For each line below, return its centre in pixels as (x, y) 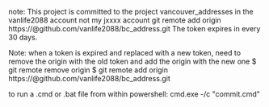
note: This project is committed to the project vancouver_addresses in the (131, 12)
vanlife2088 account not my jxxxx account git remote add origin (115, 20)
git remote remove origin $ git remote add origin (88, 70)
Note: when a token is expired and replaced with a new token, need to (124, 53)
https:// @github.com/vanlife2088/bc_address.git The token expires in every (134, 29)
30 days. (23, 37)
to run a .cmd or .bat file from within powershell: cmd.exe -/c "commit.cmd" (134, 94)
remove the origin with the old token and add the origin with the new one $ (132, 61)
